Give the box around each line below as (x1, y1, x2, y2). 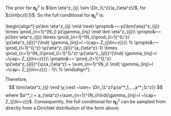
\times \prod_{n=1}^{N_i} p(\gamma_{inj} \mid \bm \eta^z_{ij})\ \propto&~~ (5, 28, 162, 35)
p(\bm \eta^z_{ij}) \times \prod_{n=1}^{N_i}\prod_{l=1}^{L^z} (5, 34, 130, 40)
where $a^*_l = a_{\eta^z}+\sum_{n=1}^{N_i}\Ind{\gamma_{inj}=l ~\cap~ (5, 92, 157, 98)
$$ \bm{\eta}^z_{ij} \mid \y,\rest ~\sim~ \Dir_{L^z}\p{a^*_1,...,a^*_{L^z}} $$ (8, 84, 163, 90)
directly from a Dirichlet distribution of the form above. (5, 105, 120, 111)
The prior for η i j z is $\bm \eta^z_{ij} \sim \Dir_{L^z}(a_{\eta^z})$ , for (5, 4, 146, 12)
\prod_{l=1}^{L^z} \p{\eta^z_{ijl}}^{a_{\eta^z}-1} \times (5, 45, 117, 51)
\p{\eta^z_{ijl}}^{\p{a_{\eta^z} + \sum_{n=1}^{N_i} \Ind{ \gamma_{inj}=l (5, 61, 153, 67)
